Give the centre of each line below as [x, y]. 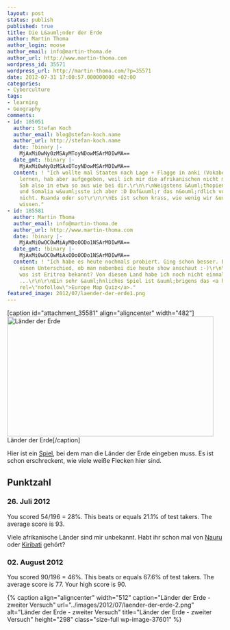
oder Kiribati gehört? [36, 544]
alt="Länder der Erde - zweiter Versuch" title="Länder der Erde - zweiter [110, 612]
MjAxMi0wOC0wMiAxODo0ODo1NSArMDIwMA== [75, 255]
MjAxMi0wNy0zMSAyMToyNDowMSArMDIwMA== [75, 154]
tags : [15, 97]
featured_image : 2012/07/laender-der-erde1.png [76, 294]
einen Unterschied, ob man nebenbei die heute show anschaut [108, 268]
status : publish [30, 20]
